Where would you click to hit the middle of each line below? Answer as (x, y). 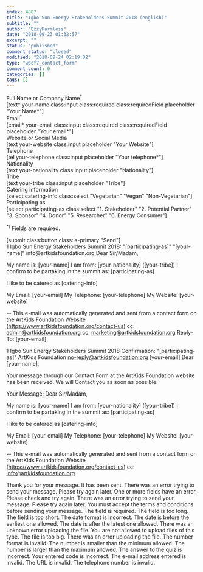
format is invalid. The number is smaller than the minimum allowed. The (96, 543)
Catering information (32, 190)
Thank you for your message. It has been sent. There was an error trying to (100, 485)
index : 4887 (21, 12)
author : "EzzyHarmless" (36, 29)
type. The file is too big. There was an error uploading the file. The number (100, 537)
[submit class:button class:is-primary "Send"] (64, 240)
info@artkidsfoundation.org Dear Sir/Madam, (82, 253)
